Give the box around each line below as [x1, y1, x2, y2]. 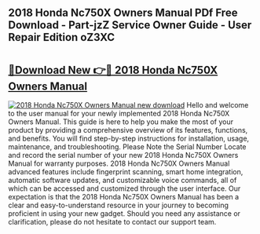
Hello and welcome [186, 101, 249, 109]
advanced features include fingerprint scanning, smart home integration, [8, 167, 244, 176]
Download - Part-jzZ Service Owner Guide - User [8, 19, 252, 32]
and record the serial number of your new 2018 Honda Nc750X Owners [8, 151, 239, 159]
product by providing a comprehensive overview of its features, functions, [8, 126, 248, 134]
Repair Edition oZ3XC [8, 31, 115, 44]
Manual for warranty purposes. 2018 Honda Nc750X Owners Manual [8, 159, 230, 168]
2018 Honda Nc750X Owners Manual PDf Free [8, 6, 238, 20]
